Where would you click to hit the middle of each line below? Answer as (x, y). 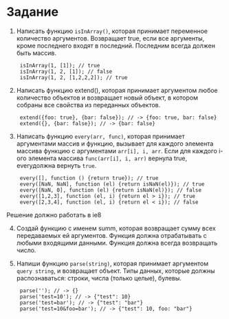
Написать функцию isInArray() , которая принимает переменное (112, 31)
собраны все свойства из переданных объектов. (88, 104)
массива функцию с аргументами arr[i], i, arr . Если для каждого (117, 151)
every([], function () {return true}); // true (89, 178)
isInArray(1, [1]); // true (60, 65)
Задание (33, 12)
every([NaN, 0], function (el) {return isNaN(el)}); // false (111, 190)
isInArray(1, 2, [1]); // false (66, 71)
